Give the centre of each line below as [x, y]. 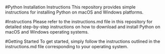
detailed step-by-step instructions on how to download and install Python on [83, 27]
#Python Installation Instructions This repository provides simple [70, 7]
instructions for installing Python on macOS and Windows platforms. [74, 12]
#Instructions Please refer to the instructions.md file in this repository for [79, 22]
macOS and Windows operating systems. [47, 32]
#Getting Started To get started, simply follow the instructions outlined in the [83, 41]
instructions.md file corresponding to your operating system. [67, 46]
